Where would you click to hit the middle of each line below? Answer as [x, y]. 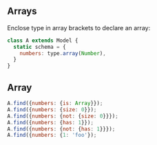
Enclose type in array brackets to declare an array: [79, 27]
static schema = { [40, 47]
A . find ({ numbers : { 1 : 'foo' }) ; [52, 135]
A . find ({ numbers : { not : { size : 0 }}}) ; [63, 116]
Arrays [22, 11]
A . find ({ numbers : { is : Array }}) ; [55, 103]
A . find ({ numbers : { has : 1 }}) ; [51, 122]
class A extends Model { [43, 41]
